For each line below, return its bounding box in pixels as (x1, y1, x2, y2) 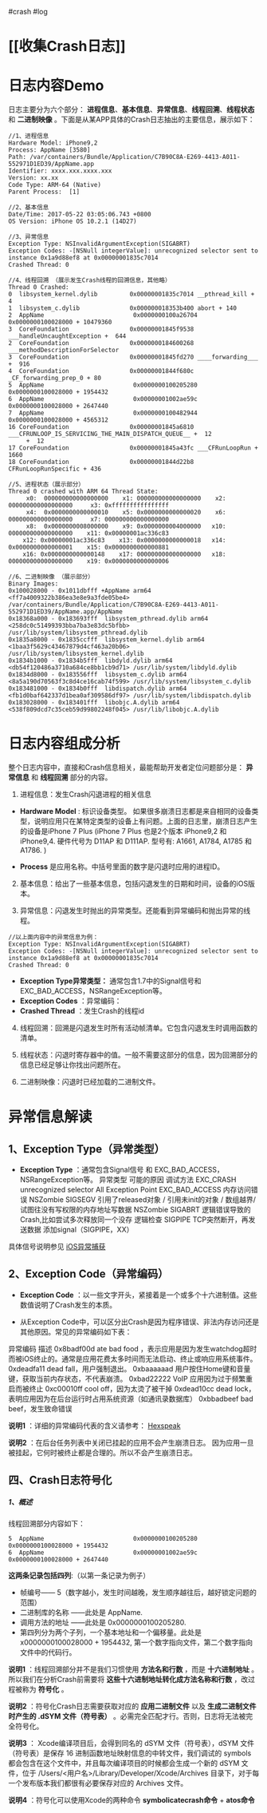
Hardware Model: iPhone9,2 (8, 139, 98, 147)
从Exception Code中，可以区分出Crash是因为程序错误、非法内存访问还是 (19, 1317, 260, 1327)
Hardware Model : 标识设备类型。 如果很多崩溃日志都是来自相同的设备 (19, 807, 253, 816)
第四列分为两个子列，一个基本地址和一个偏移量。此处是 (19, 1628, 202, 1637)
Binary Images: (8, 580, 59, 588)
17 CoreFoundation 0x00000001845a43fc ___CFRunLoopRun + (8, 444, 259, 452)
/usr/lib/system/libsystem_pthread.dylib (8, 629, 148, 637)
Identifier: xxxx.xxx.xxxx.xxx (8, 167, 112, 175)
